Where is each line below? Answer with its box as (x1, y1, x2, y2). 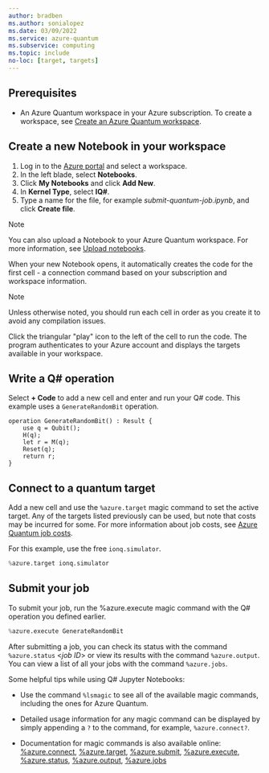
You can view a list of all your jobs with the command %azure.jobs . (8, 659, 228, 668)
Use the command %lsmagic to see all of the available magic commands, (19, 689, 259, 700)
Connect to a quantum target (8, 481, 156, 495)
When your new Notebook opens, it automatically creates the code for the (8, 259, 253, 269)
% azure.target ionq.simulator (8, 560, 110, 568)
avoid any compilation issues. (8, 315, 106, 326)
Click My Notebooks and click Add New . (19, 178, 156, 187)
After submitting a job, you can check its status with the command (8, 641, 227, 652)
